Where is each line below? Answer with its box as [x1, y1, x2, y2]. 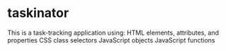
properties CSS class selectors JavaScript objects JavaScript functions [7, 35, 215, 44]
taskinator [7, 5, 69, 21]
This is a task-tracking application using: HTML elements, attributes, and [7, 28, 220, 37]
